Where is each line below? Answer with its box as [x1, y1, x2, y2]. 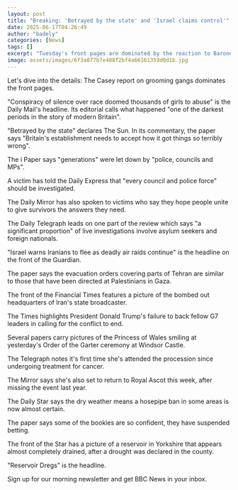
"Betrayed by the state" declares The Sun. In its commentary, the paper [7, 126, 216, 135]
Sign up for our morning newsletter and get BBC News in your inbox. [7, 474, 208, 483]
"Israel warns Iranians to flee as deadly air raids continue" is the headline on [7, 248, 230, 256]
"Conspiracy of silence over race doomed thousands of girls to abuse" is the [7, 97, 231, 106]
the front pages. [7, 83, 55, 92]
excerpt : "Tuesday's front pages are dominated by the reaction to [7, 50, 211, 58]
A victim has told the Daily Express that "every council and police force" [7, 176, 217, 185]
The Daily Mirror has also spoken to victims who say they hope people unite [7, 197, 229, 206]
